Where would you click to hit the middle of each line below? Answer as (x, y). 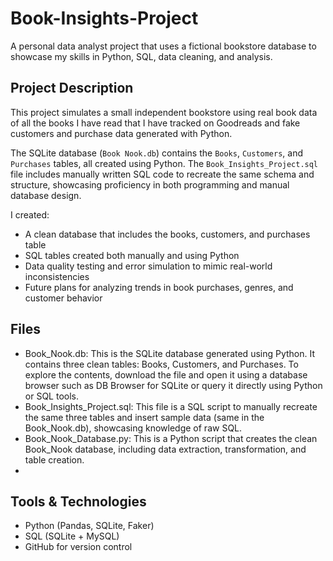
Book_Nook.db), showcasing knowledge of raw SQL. (133, 428)
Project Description (72, 88)
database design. (46, 195)
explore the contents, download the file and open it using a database (166, 374)
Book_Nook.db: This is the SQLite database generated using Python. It (170, 353)
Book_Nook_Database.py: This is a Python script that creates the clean (171, 438)
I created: (30, 214)
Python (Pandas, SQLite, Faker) (89, 526)
